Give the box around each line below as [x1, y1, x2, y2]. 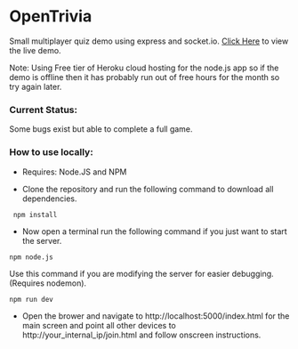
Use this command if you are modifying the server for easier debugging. [9, 268, 274, 279]
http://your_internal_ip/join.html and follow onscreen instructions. [21, 329, 262, 340]
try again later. [9, 81, 62, 92]
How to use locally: [9, 146, 93, 158]
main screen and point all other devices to [21, 320, 176, 330]
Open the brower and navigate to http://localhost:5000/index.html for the [21, 310, 290, 321]
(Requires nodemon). [9, 278, 87, 288]
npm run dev [9, 295, 53, 304]
